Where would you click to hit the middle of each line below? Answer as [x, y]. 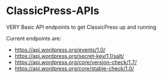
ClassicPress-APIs [53, 11]
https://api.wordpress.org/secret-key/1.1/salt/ [69, 56]
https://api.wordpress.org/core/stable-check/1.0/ [74, 68]
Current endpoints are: [34, 38]
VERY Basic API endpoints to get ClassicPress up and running [81, 27]
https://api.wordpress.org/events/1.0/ [60, 50]
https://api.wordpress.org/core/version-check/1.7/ [76, 62]
